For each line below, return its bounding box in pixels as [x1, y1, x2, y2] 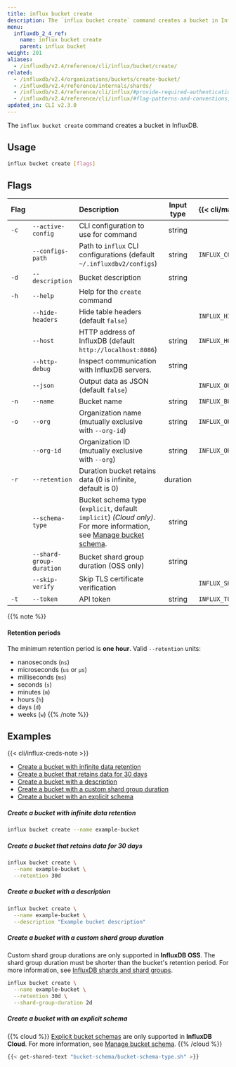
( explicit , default [79, 504, 138, 514]
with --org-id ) [79, 426, 126, 436]
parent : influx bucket [20, 43, 86, 50]
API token [79, 595, 111, 604]
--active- [32, 223, 65, 231]
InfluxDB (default [79, 336, 136, 346]
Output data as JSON [79, 377, 149, 387]
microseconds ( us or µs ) [17, 665, 88, 673]
